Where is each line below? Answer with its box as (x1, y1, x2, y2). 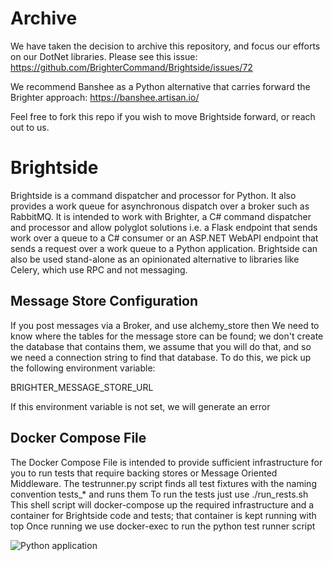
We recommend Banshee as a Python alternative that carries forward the (10, 80, 311, 92)
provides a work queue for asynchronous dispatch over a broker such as (10, 200, 310, 212)
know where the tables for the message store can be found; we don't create (10, 330, 324, 342)
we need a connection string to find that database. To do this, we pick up (10, 351, 312, 363)
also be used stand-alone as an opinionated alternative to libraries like (10, 253, 300, 265)
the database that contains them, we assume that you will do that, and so (10, 340, 312, 352)
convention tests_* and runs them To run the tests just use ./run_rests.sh (10, 488, 309, 500)
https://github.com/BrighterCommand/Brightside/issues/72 (10, 61, 253, 73)
